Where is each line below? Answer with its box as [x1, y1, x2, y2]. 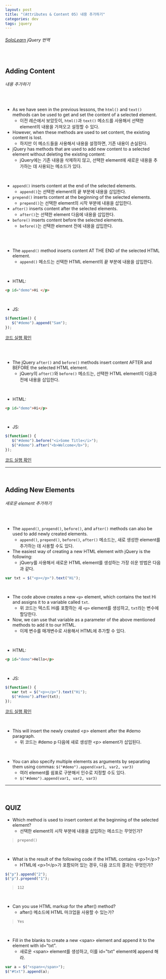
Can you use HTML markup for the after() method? [12, 903, 116, 909]
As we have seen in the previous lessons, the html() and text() [12, 107, 142, 113]
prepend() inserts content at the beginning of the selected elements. [12, 194, 152, 200]
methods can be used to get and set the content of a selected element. [12, 112, 157, 118]
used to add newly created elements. [12, 531, 88, 537]
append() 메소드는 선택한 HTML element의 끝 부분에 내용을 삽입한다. [19, 259, 153, 265]
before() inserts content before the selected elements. [12, 217, 124, 223]
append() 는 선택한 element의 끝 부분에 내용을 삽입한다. [19, 189, 126, 195]
